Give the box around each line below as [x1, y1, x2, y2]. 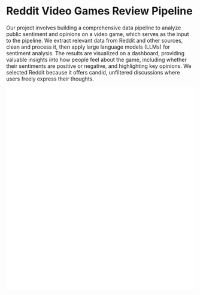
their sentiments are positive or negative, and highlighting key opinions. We [6, 62, 192, 70]
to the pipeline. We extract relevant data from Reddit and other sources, [6, 37, 183, 44]
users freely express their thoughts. [6, 75, 95, 82]
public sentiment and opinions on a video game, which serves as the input [6, 30, 190, 37]
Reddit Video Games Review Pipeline [6, 4, 193, 18]
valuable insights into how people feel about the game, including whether [6, 56, 187, 63]
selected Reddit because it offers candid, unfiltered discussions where [6, 68, 180, 76]
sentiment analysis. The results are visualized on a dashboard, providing [6, 49, 184, 56]
